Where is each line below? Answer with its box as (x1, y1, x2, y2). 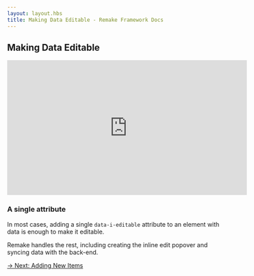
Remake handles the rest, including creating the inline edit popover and (7, 240, 208, 249)
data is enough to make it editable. (7, 227, 105, 236)
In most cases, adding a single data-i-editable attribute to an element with (7, 220, 220, 228)
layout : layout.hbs (7, 10, 63, 17)
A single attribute (7, 205, 66, 214)
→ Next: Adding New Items (7, 261, 84, 269)
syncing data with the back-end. (7, 248, 99, 256)
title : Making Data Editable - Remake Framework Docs (7, 16, 164, 23)
